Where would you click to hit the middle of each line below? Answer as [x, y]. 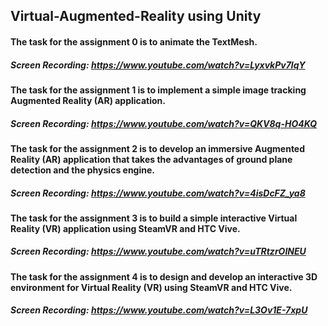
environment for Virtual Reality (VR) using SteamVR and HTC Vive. [151, 287]
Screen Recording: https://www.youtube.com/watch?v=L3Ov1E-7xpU [159, 310]
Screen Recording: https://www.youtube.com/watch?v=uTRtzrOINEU [158, 251]
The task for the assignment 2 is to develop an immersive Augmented [158, 148]
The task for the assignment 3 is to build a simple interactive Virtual [154, 218]
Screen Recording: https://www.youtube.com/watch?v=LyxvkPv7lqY [158, 65]
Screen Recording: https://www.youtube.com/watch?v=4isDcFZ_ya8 [158, 193]
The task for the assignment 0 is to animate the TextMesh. [134, 41]
